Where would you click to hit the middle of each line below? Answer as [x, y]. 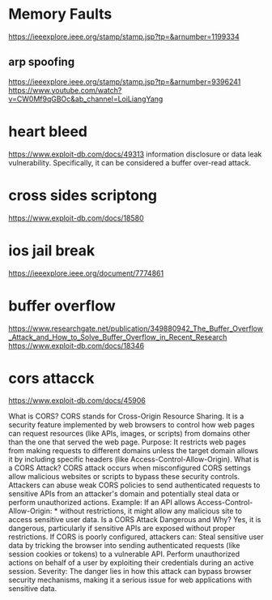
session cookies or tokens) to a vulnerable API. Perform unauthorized [124, 554]
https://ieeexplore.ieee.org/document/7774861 [86, 273]
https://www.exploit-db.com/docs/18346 [76, 345]
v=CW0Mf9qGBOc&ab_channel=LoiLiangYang [86, 99]
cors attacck [51, 378]
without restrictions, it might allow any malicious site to [151, 511]
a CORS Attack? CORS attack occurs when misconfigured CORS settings [130, 468]
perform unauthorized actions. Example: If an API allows [102, 503]
